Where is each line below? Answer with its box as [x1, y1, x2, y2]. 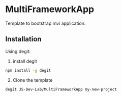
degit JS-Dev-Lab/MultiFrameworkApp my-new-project [5, 87, 117, 92]
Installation [5, 35, 42, 43]
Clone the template [12, 77, 53, 83]
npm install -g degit [5, 68, 51, 73]
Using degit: [5, 48, 31, 54]
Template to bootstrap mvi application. [5, 20, 86, 26]
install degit [12, 58, 37, 64]
